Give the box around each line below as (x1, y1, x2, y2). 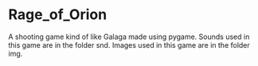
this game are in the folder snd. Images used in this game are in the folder (8, 40, 251, 49)
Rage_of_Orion (8, 6, 107, 24)
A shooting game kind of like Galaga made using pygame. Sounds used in (8, 32, 250, 41)
